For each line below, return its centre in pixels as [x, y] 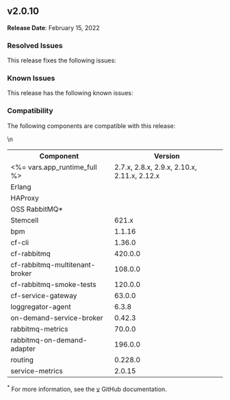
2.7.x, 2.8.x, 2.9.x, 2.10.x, [155, 167]
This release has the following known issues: [70, 93]
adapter [23, 349]
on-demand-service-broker [57, 318]
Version [167, 155]
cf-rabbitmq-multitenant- [53, 264]
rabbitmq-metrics [39, 329]
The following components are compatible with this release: [91, 125]
